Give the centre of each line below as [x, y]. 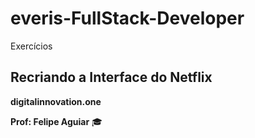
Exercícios [31, 46]
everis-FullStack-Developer [127, 18]
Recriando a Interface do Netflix [111, 77]
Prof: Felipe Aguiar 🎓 [56, 121]
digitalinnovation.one [56, 101]
